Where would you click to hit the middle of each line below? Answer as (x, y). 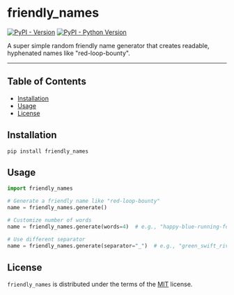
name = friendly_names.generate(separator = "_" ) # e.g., (92, 245)
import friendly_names (40, 189)
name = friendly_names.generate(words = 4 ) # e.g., (82, 227)
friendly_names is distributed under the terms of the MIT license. (100, 285)
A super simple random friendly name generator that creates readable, (109, 45)
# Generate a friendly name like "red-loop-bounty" (84, 201)
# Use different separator (46, 239)
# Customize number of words (49, 220)
